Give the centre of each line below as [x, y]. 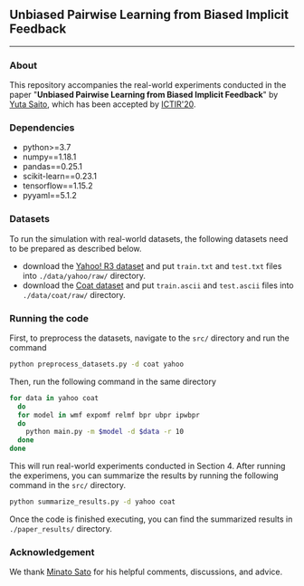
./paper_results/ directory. [61, 528]
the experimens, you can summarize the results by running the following [144, 476]
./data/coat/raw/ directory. [74, 294]
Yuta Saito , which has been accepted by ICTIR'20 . [103, 104]
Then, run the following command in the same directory [113, 381]
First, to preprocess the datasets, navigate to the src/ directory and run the [149, 338]
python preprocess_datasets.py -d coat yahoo [96, 364]
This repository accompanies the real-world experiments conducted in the [148, 85]
